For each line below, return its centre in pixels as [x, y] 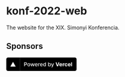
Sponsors [25, 46]
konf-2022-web [47, 11]
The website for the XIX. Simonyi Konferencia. [63, 27]
